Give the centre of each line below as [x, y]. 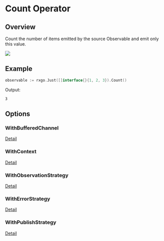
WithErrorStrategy [28, 198]
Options [18, 114]
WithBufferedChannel [32, 128]
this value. [16, 44]
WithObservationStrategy [37, 175]
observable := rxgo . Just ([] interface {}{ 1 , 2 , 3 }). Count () [66, 80]
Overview [20, 27]
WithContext [21, 151]
